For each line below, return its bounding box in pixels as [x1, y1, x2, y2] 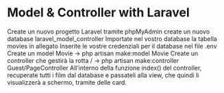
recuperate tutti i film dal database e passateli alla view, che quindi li [7, 70, 199, 79]
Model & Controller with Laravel [7, 5, 190, 21]
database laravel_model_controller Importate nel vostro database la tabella [7, 34, 217, 42]
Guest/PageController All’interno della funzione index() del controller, [7, 64, 202, 72]
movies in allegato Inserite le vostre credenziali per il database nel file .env [7, 42, 217, 50]
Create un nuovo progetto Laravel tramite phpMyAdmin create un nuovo [7, 27, 210, 36]
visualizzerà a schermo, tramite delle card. [7, 78, 127, 86]
